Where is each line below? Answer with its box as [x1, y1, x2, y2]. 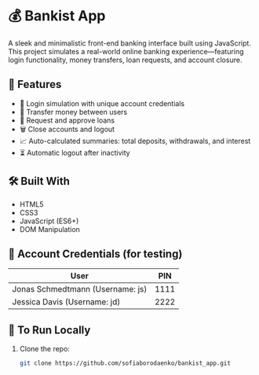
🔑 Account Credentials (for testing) [8, 247, 183, 260]
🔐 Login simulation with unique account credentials [19, 98, 185, 108]
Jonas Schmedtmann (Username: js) [12, 284, 148, 295]
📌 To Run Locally [8, 323, 91, 336]
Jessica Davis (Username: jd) [12, 296, 121, 307]
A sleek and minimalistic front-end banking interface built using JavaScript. [8, 38, 251, 48]
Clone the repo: [19, 344, 71, 354]
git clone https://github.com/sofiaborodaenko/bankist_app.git [19, 359, 232, 367]
